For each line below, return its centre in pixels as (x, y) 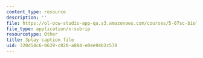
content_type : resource (36, 12)
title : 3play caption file (40, 40)
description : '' (27, 18)
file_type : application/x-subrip (48, 29)
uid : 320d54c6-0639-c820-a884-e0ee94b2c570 (62, 46)
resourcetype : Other (32, 34)
